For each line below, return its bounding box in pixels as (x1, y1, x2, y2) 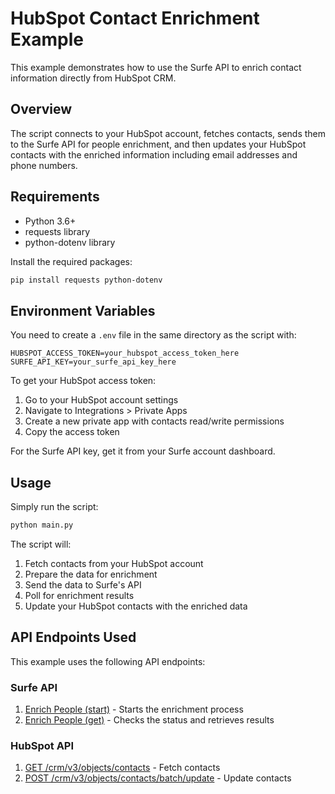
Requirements (10, 188, 100, 206)
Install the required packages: (10, 255, 133, 267)
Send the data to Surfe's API (24, 578, 142, 591)
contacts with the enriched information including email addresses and (10, 148, 298, 161)
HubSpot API (10, 738, 75, 752)
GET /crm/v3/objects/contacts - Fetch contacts (24, 762, 221, 774)
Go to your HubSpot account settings (24, 394, 179, 406)
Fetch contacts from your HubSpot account (24, 557, 204, 569)
